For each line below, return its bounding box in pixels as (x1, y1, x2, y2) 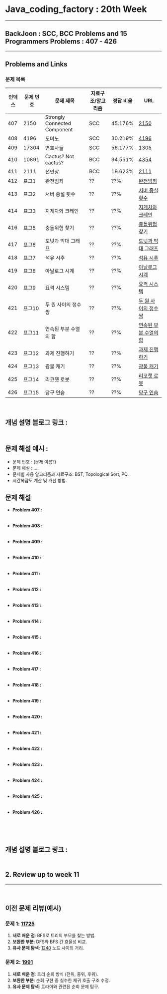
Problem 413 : (12, 603, 41, 609)
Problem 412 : (12, 587, 41, 593)
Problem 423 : (12, 761, 43, 767)
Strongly (45, 114, 65, 121)
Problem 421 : (12, 730, 42, 736)
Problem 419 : (12, 698, 41, 704)
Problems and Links (5, 60, 68, 68)
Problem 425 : (12, 793, 42, 799)
